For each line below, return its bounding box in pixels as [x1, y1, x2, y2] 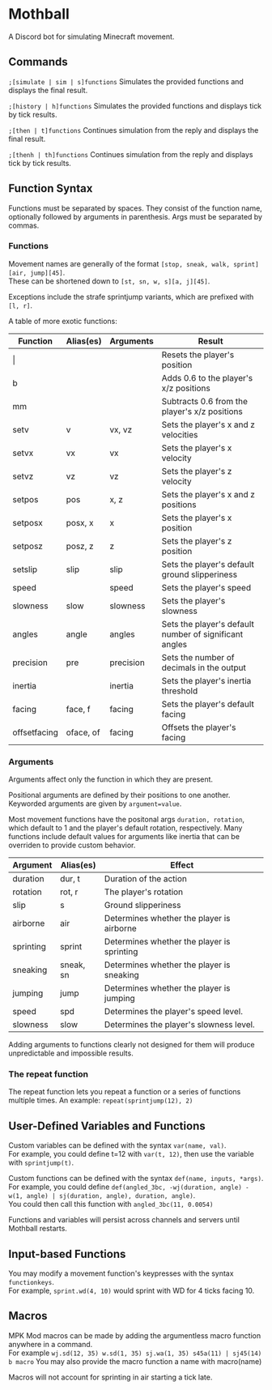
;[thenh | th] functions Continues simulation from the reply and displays [8, 149, 253, 159]
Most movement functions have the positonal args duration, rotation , [8, 815, 245, 825]
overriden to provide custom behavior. [8, 840, 136, 851]
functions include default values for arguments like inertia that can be [8, 832, 240, 842]
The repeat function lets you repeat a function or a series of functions [8, 1087, 241, 1097]
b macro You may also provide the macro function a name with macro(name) [8, 1356, 262, 1366]
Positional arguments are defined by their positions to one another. [8, 791, 231, 800]
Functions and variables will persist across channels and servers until [8, 1215, 240, 1225]
